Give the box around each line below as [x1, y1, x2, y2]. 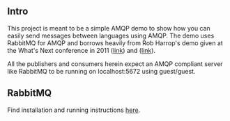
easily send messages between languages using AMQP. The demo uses [7, 31, 215, 40]
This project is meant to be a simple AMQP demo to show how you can [7, 24, 210, 32]
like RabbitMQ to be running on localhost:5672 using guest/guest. [7, 67, 196, 75]
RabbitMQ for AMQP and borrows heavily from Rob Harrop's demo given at [7, 38, 223, 47]
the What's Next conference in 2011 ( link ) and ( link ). [7, 46, 155, 54]
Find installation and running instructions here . [7, 106, 141, 114]
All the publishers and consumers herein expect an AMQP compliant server [7, 59, 223, 68]
